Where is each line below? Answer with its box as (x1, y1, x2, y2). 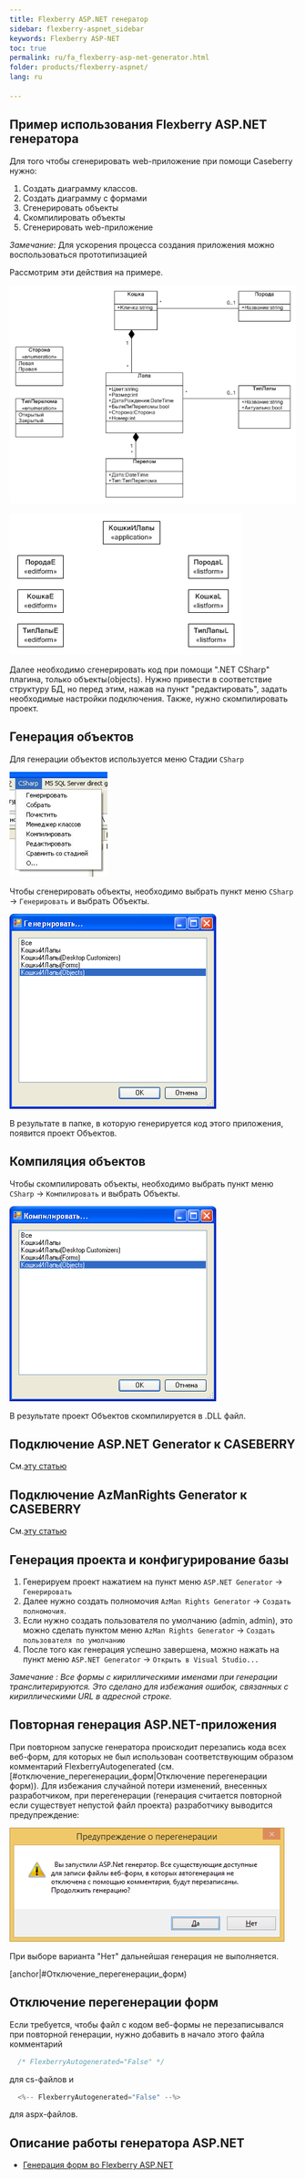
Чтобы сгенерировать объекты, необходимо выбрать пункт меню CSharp (9, 886, 294, 897)
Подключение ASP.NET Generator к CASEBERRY (9, 1437, 296, 1452)
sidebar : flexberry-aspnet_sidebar (9, 24, 145, 34)
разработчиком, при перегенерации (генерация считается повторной (9, 1790, 282, 1800)
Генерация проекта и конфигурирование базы (9, 1551, 290, 1568)
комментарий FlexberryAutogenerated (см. (9, 1760, 175, 1771)
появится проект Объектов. (9, 1127, 117, 1138)
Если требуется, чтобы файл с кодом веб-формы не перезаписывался (9, 2018, 284, 2029)
